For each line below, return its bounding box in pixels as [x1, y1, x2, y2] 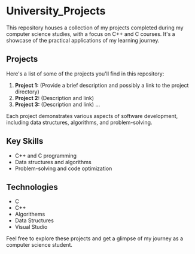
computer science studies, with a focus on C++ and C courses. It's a [6, 30, 175, 37]
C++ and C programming [14, 152, 77, 159]
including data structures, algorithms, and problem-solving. [6, 119, 153, 126]
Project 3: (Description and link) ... [14, 101, 100, 108]
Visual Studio [14, 223, 48, 231]
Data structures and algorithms [14, 158, 92, 165]
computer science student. [6, 241, 73, 249]
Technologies [6, 182, 59, 192]
